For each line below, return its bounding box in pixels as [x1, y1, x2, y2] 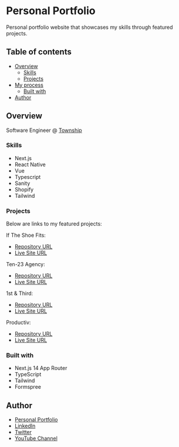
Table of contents [6, 47, 72, 57]
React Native [14, 161, 46, 168]
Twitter [14, 429, 32, 436]
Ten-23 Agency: [6, 261, 45, 268]
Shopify [14, 186, 34, 193]
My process [14, 81, 44, 88]
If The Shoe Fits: [6, 231, 46, 239]
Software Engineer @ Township [6, 127, 82, 134]
